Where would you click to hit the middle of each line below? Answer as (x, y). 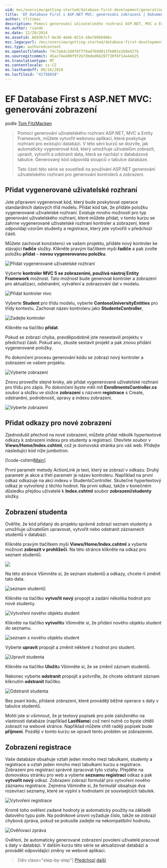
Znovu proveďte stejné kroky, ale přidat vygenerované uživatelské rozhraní (82, 382)
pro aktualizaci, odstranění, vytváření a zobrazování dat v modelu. (73, 283)
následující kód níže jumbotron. (37, 451)
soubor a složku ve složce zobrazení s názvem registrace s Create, (75, 392)
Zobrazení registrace (38, 747)
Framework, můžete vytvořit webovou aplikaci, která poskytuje (82, 138)
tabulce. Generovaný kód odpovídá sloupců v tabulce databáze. (83, 159)
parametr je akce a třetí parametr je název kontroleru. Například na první (79, 475)
